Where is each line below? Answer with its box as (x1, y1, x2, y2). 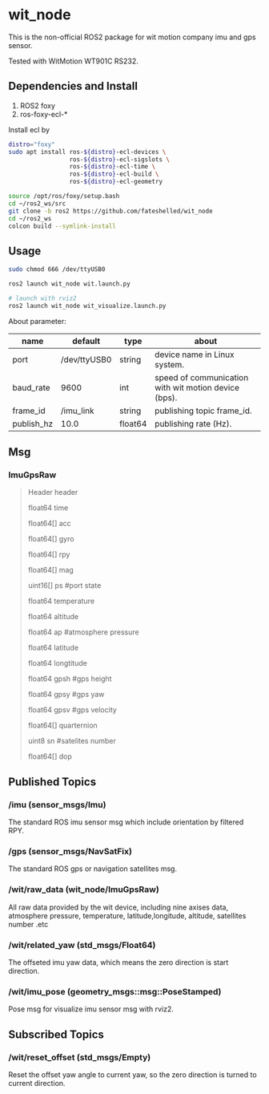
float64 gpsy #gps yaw (27, 690, 105, 699)
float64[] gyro (27, 534, 74, 544)
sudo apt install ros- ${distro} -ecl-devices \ (8, 148, 167, 156)
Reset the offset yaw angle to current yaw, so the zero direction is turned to (8, 1069, 258, 1080)
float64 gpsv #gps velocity (27, 705, 118, 715)
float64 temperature (27, 596, 94, 606)
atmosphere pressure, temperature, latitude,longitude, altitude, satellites (8, 910, 247, 920)
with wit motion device (155, 382, 240, 393)
